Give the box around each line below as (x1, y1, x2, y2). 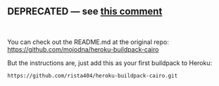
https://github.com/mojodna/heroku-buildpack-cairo (7, 45, 159, 53)
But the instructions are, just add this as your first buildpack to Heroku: (7, 59, 213, 67)
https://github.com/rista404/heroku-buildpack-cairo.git (7, 72, 178, 79)
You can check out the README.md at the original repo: (7, 38, 169, 46)
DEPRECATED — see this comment (7, 6, 163, 17)
